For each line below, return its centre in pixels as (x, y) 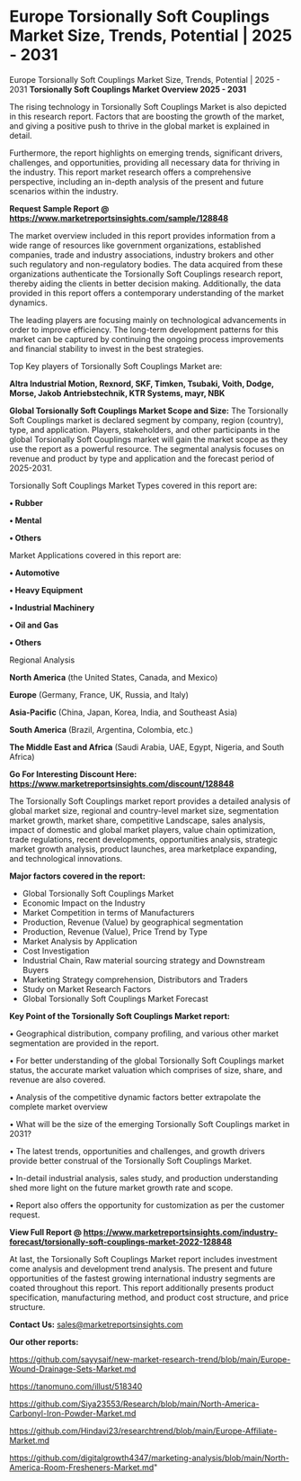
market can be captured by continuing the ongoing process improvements (147, 339)
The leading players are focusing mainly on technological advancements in (148, 320)
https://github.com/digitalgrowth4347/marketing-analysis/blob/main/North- (150, 1458)
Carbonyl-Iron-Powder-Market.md (73, 1413)
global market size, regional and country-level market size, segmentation (144, 810)
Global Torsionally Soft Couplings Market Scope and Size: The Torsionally (149, 411)
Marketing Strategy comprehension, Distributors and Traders (135, 980)
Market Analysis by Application (80, 941)
